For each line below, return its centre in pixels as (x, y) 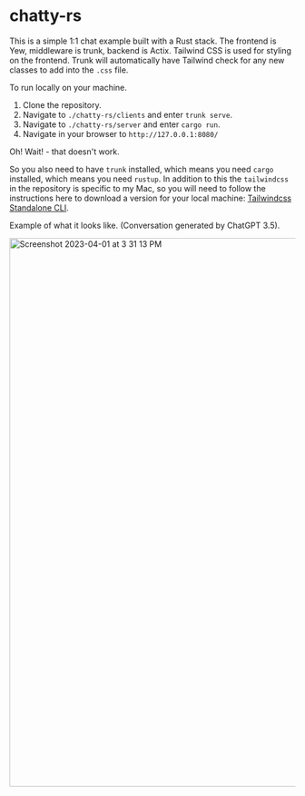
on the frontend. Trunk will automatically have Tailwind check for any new (147, 60)
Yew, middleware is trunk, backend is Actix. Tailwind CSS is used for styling (151, 50)
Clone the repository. (62, 104)
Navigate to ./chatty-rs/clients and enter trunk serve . (128, 114)
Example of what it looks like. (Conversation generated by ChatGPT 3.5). (145, 225)
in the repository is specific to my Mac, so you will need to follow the (138, 188)
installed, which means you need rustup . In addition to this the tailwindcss (149, 179)
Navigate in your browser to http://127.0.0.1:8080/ (120, 133)
